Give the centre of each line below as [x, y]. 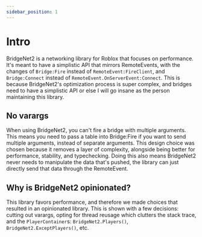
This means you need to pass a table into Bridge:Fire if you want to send [96, 137]
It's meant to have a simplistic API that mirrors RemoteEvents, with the [93, 65]
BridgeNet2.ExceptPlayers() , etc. [48, 228]
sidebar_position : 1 [32, 12]
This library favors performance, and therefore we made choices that [92, 202]
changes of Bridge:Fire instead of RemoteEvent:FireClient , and [86, 71]
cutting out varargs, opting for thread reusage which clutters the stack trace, [101, 215]
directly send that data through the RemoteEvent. [67, 169]
